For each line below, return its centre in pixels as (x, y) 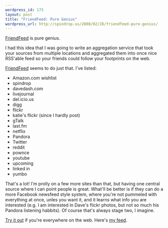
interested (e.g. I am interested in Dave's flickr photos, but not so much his (82, 205)
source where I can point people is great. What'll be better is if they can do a (84, 189)
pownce (21, 153)
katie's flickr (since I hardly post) (46, 116)
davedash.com (28, 89)
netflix (19, 132)
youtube (21, 158)
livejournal (23, 94)
